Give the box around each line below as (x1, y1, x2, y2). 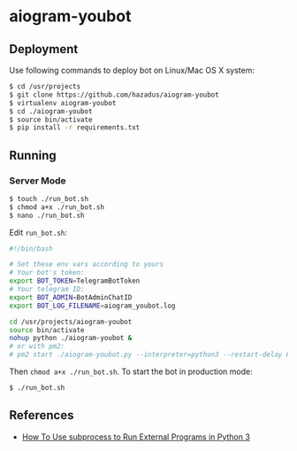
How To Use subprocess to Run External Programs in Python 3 (21, 432, 250, 442)
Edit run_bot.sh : (9, 227, 68, 237)
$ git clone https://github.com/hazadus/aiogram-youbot (9, 90, 219, 99)
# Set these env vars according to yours (9, 260, 164, 269)
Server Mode (9, 175, 66, 187)
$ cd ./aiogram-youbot (9, 106, 93, 116)
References (9, 408, 74, 423)
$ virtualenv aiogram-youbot (9, 98, 117, 107)
